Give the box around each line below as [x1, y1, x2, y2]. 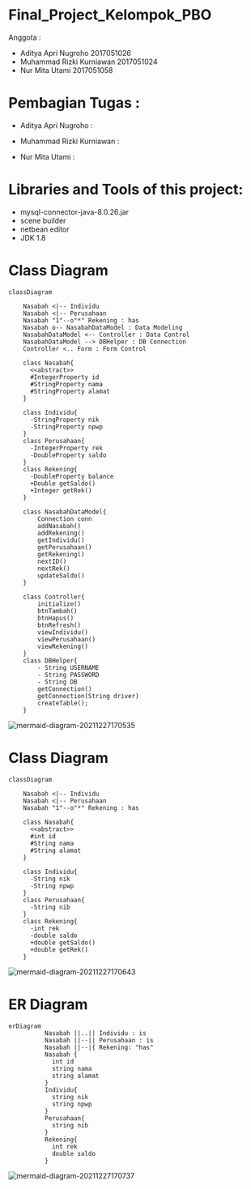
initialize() [37, 599, 82, 608]
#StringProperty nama [29, 380, 104, 388]
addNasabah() [37, 522, 82, 530]
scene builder [19, 215, 66, 225]
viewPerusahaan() [37, 635, 96, 643]
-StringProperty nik [29, 416, 100, 424]
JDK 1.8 [19, 232, 46, 242]
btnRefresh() [37, 621, 82, 629]
